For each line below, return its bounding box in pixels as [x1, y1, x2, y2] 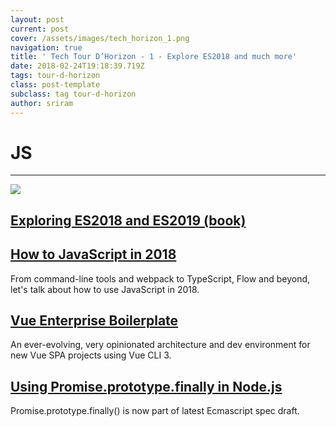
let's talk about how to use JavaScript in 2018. [10, 283, 200, 295]
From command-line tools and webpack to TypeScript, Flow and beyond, [10, 272, 311, 285]
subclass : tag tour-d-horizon [10, 89, 137, 99]
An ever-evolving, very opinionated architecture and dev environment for [10, 339, 311, 351]
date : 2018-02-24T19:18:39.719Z [10, 61, 145, 71]
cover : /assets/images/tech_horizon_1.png [10, 33, 190, 43]
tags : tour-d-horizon [10, 71, 101, 81]
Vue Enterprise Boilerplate [10, 312, 179, 330]
